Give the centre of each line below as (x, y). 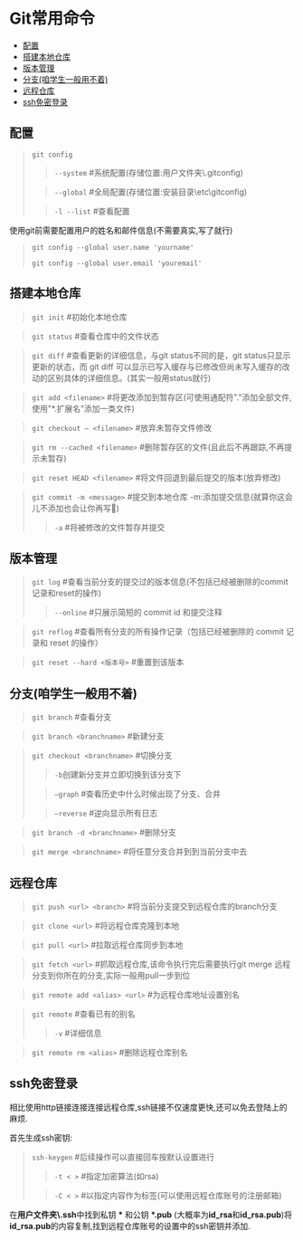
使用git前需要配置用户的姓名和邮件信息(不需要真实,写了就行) (121, 230)
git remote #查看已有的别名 (83, 1014)
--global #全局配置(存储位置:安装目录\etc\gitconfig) (151, 192)
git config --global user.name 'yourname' (113, 247)
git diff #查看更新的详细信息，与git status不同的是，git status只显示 (161, 355)
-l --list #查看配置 (92, 211)
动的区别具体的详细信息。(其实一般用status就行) (121, 377)
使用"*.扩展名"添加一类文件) (83, 408)
